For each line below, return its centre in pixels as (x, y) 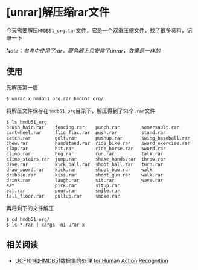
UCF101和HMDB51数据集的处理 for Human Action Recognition (92, 260)
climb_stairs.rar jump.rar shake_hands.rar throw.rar (86, 159)
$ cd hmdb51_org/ (28, 219)
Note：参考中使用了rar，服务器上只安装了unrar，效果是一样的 (83, 50)
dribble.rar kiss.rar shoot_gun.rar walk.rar (85, 175)
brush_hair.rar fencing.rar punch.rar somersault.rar (93, 127)
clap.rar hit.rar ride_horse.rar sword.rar (86, 149)
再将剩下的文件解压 (30, 208)
